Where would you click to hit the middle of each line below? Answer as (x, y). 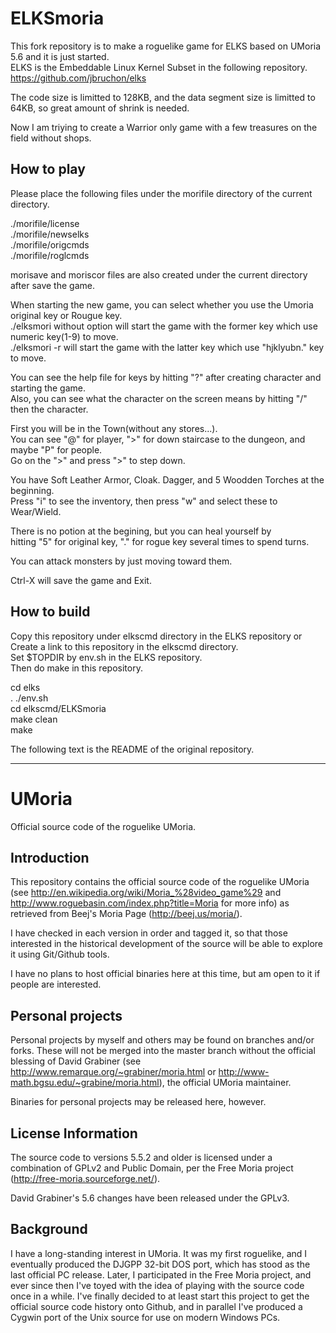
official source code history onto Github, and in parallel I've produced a (156, 1306)
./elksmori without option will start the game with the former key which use (164, 326)
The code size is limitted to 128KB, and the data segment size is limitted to (163, 97)
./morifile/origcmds (50, 244)
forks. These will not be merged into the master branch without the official (163, 1051)
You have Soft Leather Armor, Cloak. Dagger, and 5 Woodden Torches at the (167, 479)
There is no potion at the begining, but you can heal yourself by (141, 531)
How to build (50, 612)
